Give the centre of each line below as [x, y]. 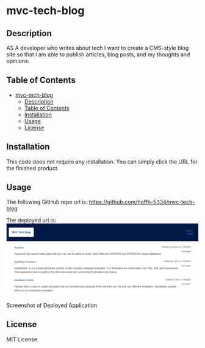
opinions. [18, 61]
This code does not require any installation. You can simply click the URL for [102, 161]
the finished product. [33, 168]
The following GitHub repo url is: [47, 202]
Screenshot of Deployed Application [52, 305]
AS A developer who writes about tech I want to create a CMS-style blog [98, 48]
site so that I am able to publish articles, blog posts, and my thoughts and [98, 55]
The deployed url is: [31, 221]
